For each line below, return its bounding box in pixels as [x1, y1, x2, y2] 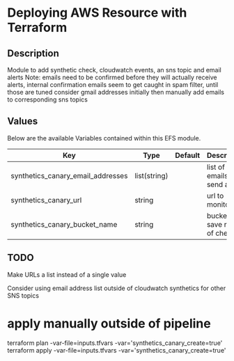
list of [206, 162, 225, 172]
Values [7, 115, 38, 127]
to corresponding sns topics [7, 95, 88, 104]
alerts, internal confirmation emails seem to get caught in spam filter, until [7, 81, 219, 88]
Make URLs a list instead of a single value [7, 270, 127, 279]
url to [206, 191, 224, 200]
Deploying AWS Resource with [7, 5, 187, 21]
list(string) [134, 170, 169, 180]
